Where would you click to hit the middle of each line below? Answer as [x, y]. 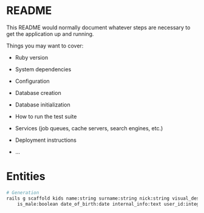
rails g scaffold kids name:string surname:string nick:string [88, 198]
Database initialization [43, 105]
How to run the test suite [46, 116]
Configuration [32, 81]
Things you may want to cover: [45, 46]
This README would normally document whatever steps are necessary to [98, 27]
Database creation [38, 93]
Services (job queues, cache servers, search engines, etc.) [89, 128]
